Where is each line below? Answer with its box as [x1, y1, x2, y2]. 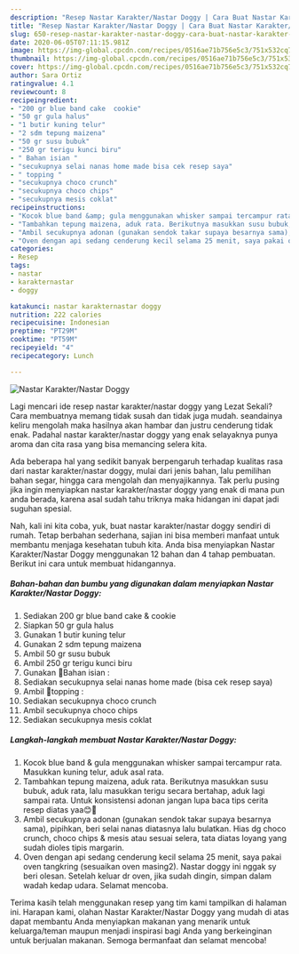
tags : [10, 261, 30, 270]
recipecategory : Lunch [10, 351, 94, 360]
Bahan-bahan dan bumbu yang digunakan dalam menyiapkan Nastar [10, 579, 274, 589]
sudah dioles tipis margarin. [22, 842, 125, 853]
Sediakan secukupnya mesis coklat [22, 714, 152, 725]
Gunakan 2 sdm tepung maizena [22, 638, 142, 649]
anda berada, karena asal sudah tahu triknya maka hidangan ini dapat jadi [10, 493, 279, 504]
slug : [10, 29, 30, 38]
